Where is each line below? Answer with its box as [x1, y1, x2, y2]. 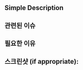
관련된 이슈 [4, 21, 36, 29]
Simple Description [4, 4, 64, 12]
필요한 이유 [4, 40, 36, 48]
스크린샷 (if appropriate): [4, 57, 79, 66]
